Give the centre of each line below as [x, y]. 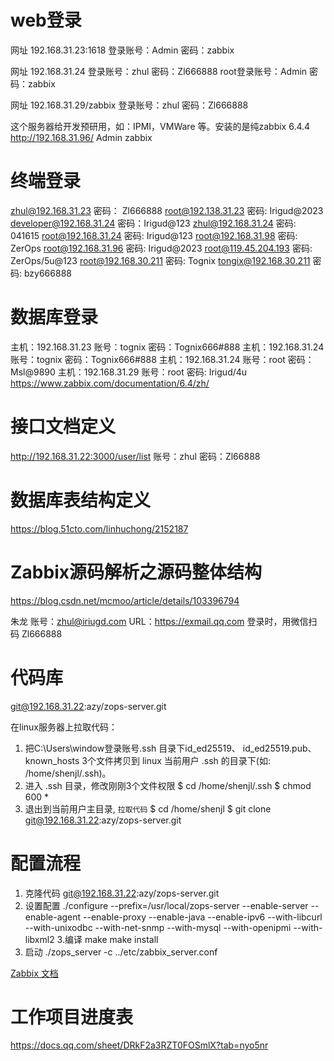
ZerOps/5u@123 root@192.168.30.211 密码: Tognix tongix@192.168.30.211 [160, 260]
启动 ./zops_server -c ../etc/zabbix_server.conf [121, 952]
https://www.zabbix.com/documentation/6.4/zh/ [110, 383]
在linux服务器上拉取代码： [64, 727]
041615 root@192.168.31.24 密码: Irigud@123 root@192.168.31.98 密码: [154, 235]
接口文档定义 [63, 427]
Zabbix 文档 [34, 973]
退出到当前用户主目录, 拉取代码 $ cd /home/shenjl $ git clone [148, 808]
